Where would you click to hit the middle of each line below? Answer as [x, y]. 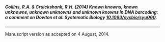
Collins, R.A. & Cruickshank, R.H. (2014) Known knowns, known [71, 7]
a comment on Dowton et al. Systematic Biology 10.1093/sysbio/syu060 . [81, 17]
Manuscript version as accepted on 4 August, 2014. [57, 34]
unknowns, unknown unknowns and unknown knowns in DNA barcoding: [82, 12]
